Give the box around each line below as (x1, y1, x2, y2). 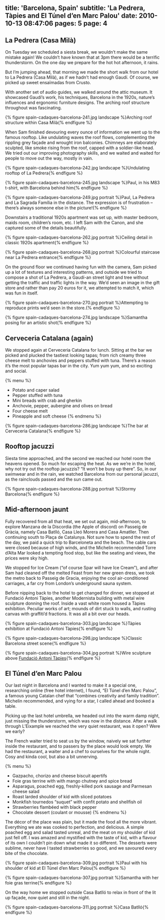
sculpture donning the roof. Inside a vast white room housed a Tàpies (5, 600, 146, 606)
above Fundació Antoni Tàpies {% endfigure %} (5, 655, 101, 661)
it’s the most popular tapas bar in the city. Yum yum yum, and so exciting (5, 363, 153, 369)
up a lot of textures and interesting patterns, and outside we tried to (5, 269, 142, 275)
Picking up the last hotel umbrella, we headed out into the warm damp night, (5, 713, 160, 719)
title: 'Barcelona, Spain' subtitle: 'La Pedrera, (5, 4, 145, 12)
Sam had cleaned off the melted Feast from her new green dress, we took (5, 570, 155, 576)
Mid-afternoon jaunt (5, 505, 69, 514)
